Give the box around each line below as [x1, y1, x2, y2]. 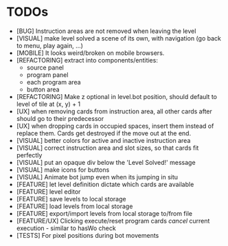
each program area [26, 78, 81, 86]
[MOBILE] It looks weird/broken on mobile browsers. [16, 49, 165, 57]
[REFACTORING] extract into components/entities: [16, 56, 159, 64]
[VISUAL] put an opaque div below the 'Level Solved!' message [16, 158, 196, 166]
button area [26, 85, 60, 93]
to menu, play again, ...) [16, 41, 84, 49]
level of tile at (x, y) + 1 [16, 100, 81, 108]
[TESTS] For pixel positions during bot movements [16, 231, 159, 239]
